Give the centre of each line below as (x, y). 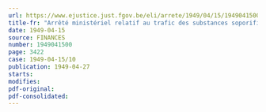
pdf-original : (32, 89)
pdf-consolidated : (38, 96)
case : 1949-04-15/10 (42, 60)
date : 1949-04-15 (37, 30)
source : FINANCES (37, 37)
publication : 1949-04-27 (49, 67)
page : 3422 (26, 52)
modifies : (25, 81)
